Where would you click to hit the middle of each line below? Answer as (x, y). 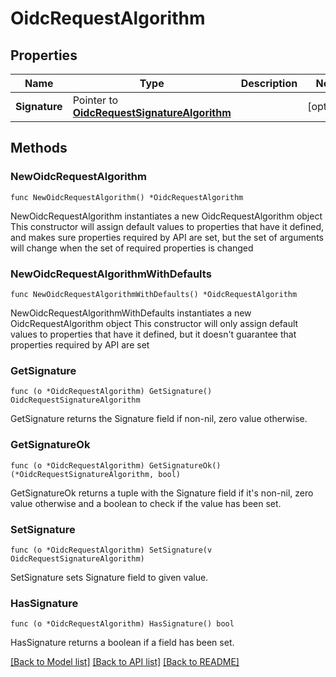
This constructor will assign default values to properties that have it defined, (167, 226)
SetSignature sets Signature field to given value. (109, 577)
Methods (39, 148)
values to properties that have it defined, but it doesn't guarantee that (153, 334)
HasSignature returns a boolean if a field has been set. (122, 643)
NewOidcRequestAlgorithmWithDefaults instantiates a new (131, 313)
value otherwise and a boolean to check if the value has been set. (146, 503)
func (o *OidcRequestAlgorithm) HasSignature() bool (122, 624)
